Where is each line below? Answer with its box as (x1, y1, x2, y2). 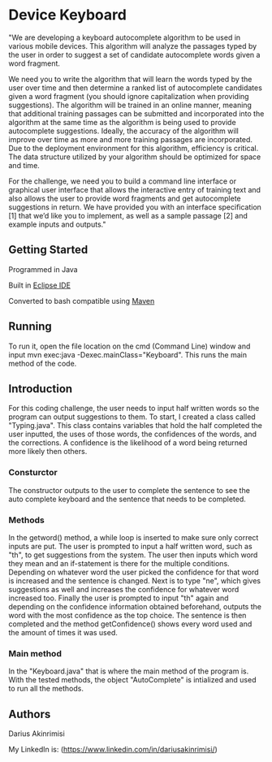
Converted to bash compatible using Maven (8, 296, 155, 305)
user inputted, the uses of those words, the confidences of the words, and (8, 429, 257, 439)
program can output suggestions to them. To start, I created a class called (8, 412, 256, 422)
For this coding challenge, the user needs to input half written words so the (8, 404, 260, 413)
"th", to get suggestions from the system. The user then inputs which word (8, 550, 258, 560)
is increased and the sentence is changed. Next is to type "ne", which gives (8, 575, 261, 586)
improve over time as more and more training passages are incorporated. (8, 134, 253, 144)
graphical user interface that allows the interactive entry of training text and (8, 184, 261, 194)
